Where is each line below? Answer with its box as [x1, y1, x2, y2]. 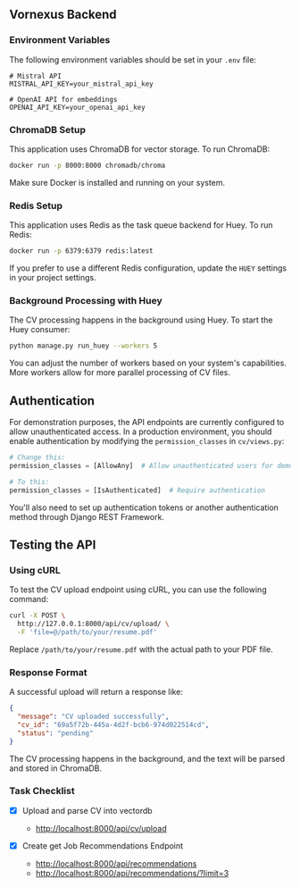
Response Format [9, 665, 87, 678]
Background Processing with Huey [9, 294, 162, 306]
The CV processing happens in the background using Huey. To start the [9, 314, 273, 325]
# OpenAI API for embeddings [9, 95, 118, 104]
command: [9, 594, 49, 605]
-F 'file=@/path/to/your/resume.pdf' [17, 627, 158, 637]
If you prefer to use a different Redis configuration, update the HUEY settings [9, 263, 287, 273]
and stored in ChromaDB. [9, 763, 103, 774]
